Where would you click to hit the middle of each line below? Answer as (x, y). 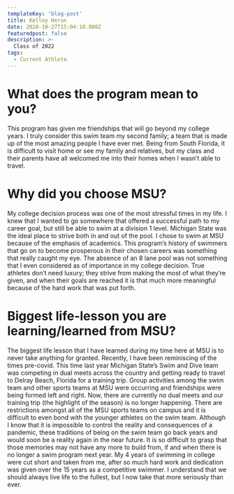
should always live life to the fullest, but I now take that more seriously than (115, 476)
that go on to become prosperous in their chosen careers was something (112, 250)
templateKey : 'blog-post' (45, 14)
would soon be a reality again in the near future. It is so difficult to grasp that (117, 439)
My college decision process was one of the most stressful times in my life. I (117, 213)
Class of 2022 (34, 46)
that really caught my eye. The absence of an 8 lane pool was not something (117, 258)
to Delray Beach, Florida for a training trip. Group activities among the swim (116, 380)
